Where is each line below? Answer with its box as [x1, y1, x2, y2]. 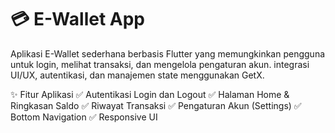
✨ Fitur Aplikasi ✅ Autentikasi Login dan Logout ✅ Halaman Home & [10, 88, 290, 100]
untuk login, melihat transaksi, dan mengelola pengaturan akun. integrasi [10, 58, 310, 70]
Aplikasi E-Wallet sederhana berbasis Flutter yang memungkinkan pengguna [10, 47, 326, 60]
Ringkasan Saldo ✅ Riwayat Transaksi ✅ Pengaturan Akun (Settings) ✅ [10, 99, 302, 111]
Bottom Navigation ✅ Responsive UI [10, 111, 158, 123]
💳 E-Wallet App [10, 8, 145, 31]
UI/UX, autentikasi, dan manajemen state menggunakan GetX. [10, 69, 265, 81]
